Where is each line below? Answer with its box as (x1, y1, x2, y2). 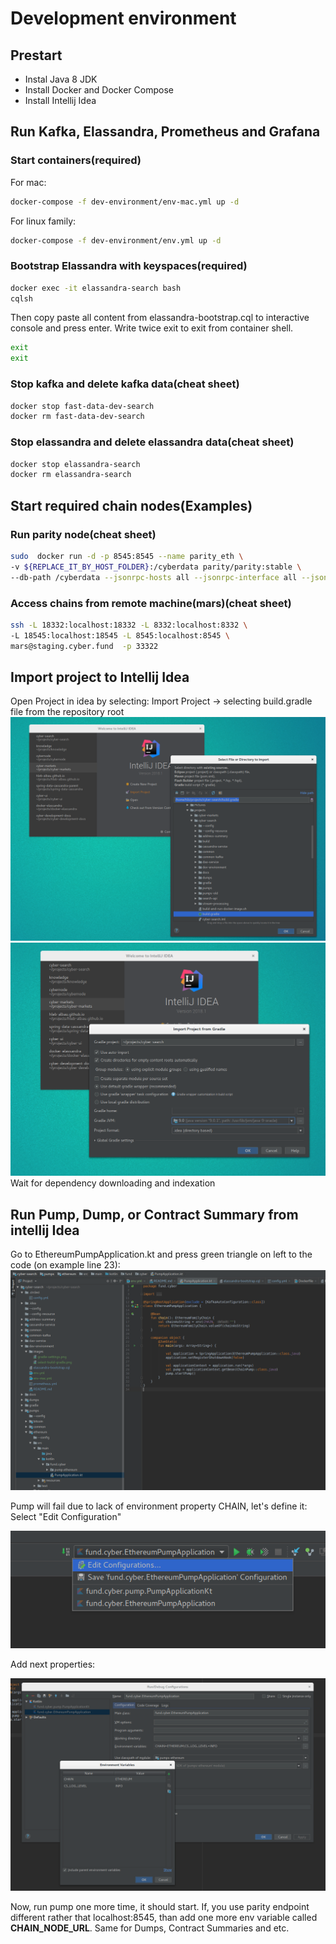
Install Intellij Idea (24, 95, 97, 106)
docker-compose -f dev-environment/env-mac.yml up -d (10, 197, 240, 207)
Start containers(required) (10, 153, 142, 167)
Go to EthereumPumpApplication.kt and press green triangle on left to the (10, 1248, 313, 1261)
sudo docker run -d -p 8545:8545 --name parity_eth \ (10, 552, 244, 562)
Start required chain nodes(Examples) (10, 497, 253, 514)
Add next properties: (10, 1658, 96, 1671)
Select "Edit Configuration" (10, 1511, 122, 1523)
